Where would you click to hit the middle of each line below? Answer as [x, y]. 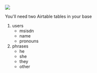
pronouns [29, 41]
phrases [20, 46]
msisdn [26, 31]
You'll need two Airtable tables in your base [48, 16]
